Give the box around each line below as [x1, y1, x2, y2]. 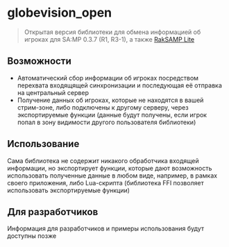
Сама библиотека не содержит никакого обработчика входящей [7, 156, 199, 164]
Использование [7, 138, 80, 150]
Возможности [7, 56, 71, 67]
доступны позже [7, 232, 57, 240]
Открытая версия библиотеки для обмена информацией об [24, 28, 201, 36]
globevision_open [7, 5, 112, 21]
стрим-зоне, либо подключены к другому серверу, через [17, 103, 189, 112]
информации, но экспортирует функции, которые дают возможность [7, 164, 212, 172]
